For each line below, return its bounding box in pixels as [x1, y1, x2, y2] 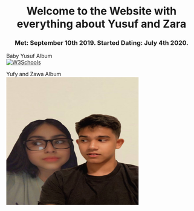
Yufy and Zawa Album [6, 71, 62, 78]
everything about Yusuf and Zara [16, 17, 187, 31]
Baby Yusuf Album [6, 53, 53, 60]
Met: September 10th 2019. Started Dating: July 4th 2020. [15, 39, 189, 47]
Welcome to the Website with [26, 4, 177, 18]
